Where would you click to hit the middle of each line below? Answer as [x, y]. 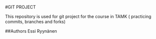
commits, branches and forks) [35, 22]
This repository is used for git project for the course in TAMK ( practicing [78, 16]
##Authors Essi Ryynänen [31, 31]
